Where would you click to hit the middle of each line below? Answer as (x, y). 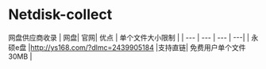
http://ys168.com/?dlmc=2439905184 (93, 47)
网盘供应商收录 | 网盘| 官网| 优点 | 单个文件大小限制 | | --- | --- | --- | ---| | (129, 37)
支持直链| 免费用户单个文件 (202, 47)
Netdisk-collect (60, 15)
